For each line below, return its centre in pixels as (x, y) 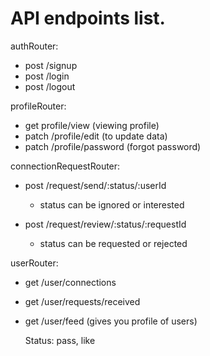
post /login (47, 76)
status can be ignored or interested (112, 204)
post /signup (51, 65)
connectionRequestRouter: (65, 166)
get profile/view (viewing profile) (92, 125)
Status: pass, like (60, 340)
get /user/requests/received (82, 301)
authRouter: (34, 46)
